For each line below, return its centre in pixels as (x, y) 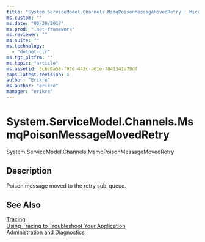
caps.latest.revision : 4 (38, 75)
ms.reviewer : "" (27, 35)
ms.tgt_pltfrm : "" (30, 57)
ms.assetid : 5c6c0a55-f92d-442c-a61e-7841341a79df (72, 69)
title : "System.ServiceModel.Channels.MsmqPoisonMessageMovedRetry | (97, 12)
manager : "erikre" (30, 92)
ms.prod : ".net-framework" (41, 29)
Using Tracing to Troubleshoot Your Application (66, 226)
